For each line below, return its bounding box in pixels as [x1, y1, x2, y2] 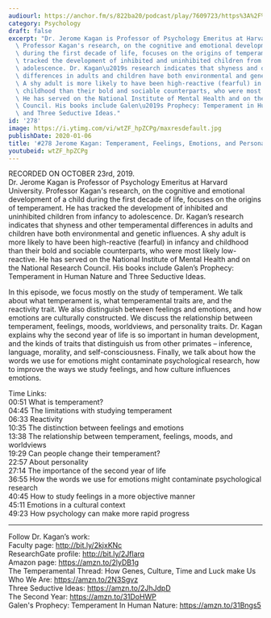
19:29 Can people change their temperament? [8, 449, 161, 458]
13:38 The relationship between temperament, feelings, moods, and [8, 432, 233, 441]
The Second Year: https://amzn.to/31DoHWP [8, 592, 157, 602]
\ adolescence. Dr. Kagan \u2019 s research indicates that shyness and [15, 65, 258, 73]
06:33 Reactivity [8, 415, 63, 424]
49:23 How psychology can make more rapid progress [8, 509, 190, 519]
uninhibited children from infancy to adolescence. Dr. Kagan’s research [8, 211, 244, 222]
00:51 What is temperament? [8, 397, 103, 407]
